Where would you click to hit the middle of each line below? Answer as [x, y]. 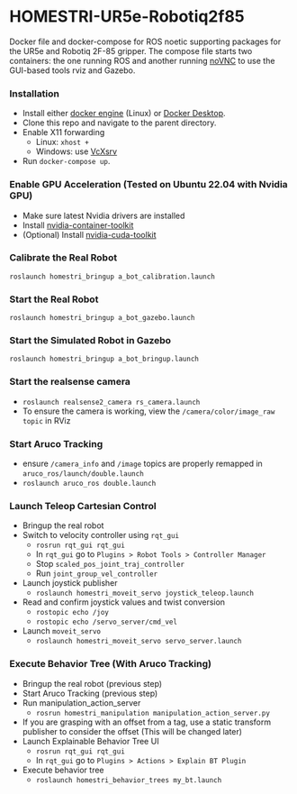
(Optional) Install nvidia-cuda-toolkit [89, 234]
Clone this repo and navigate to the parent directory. [119, 123]
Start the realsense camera [70, 382]
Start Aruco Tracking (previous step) [90, 693]
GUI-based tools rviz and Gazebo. [72, 70]
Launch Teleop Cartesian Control [83, 506]
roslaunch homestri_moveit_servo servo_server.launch [139, 642]
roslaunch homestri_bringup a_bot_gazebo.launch [102, 318]
